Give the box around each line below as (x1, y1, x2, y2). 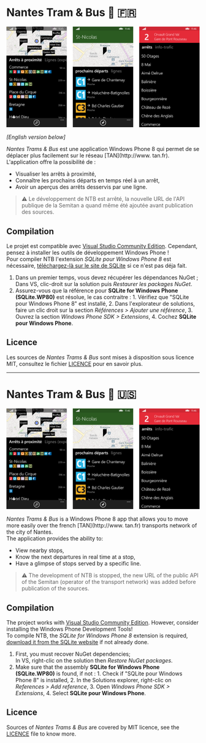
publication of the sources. (21, 585, 90, 592)
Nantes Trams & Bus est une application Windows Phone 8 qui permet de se (6, 146, 200, 153)
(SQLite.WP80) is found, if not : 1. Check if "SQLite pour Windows (15, 669, 183, 677)
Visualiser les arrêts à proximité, (15, 170, 96, 177)
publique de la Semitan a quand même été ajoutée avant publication (21, 202, 193, 209)
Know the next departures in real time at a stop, (15, 553, 136, 561)
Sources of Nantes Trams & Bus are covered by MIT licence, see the (6, 723, 180, 731)
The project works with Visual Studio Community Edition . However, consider (6, 618, 199, 626)
